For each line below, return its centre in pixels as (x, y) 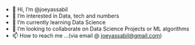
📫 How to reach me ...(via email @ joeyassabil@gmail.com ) (87, 36)
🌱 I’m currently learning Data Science (59, 22)
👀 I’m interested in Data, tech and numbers (66, 16)
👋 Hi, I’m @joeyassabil (40, 9)
